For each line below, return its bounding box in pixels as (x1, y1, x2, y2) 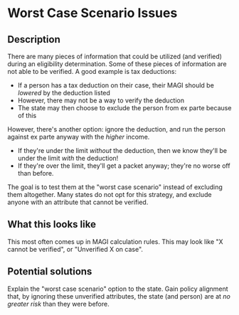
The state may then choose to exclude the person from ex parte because (17, 104, 232, 112)
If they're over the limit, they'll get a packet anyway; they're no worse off (17, 161, 230, 170)
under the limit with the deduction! (17, 154, 119, 162)
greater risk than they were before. (7, 299, 110, 308)
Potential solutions (7, 265, 92, 278)
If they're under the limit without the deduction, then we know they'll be (17, 146, 228, 154)
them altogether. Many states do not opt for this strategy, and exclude (7, 191, 212, 198)
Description (7, 33, 60, 46)
